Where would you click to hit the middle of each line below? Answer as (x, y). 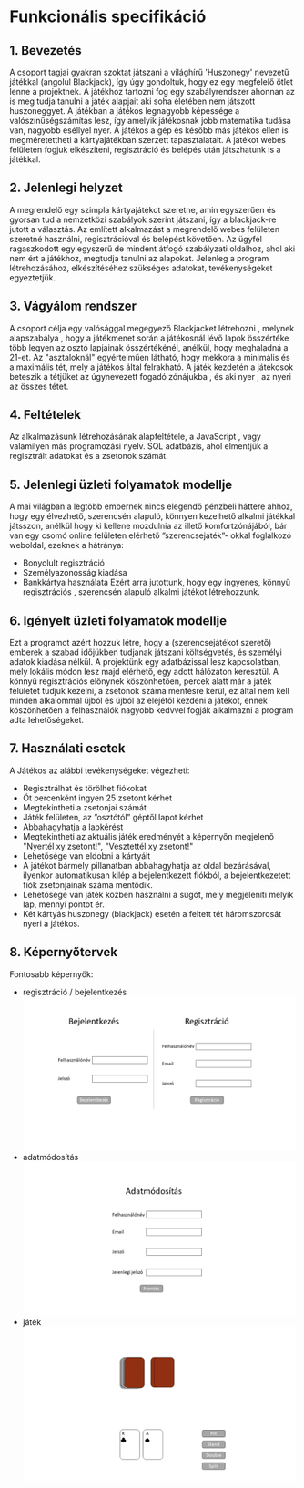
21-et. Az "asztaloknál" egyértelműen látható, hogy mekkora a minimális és (150, 357)
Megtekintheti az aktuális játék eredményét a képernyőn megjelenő (148, 836)
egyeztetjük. (33, 277)
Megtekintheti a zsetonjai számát (85, 807)
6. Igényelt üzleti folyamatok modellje (118, 621)
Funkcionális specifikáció (108, 17)
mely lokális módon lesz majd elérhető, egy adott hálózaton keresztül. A (144, 672)
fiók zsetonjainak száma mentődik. (87, 884)
